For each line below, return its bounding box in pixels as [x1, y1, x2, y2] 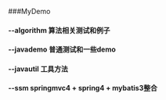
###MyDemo [8, 7, 51, 16]
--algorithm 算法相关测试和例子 [8, 25, 110, 34]
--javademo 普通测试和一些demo [8, 45, 116, 54]
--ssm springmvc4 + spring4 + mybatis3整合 [8, 84, 158, 93]
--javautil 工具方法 [8, 64, 68, 73]
